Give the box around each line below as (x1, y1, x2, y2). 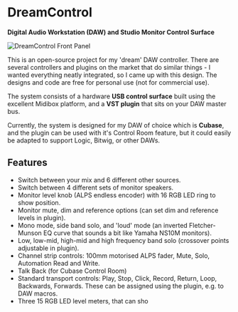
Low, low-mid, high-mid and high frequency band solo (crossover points (17, 236, 229, 244)
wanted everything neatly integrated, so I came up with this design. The (7, 71, 217, 79)
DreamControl (7, 4, 92, 21)
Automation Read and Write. (17, 259, 101, 267)
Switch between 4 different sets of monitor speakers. (17, 183, 174, 192)
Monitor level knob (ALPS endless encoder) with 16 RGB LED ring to (17, 190, 216, 199)
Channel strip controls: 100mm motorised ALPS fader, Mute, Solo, (17, 251, 210, 260)
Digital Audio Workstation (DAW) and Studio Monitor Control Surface (7, 28, 215, 36)
